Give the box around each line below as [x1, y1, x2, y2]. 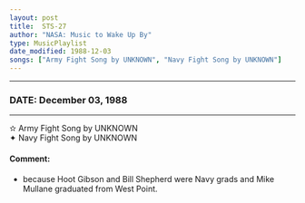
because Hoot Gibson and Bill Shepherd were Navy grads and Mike [22, 173, 275, 184]
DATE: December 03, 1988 [9, 93, 128, 106]
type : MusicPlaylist [9, 38, 88, 48]
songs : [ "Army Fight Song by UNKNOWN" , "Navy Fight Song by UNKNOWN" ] [9, 55, 282, 64]
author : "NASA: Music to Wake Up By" [9, 30, 152, 39]
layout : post [9, 13, 59, 23]
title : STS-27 [9, 22, 67, 31]
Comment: [9, 153, 51, 164]
